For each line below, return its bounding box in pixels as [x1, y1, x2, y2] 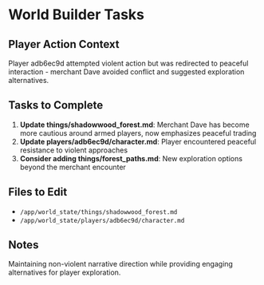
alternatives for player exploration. [8, 267, 121, 277]
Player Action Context [8, 38, 120, 51]
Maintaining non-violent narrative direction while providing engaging [8, 259, 234, 269]
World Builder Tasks [8, 6, 145, 24]
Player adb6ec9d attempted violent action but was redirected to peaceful [8, 58, 249, 68]
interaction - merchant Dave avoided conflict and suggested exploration [8, 67, 245, 77]
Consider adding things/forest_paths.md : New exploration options [19, 153, 243, 163]
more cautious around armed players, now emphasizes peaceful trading [19, 128, 257, 137]
